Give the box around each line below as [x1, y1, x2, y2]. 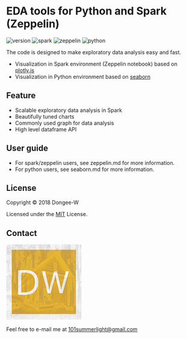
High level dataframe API [14, 125, 77, 133]
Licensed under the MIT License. [6, 211, 88, 218]
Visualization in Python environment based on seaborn [14, 73, 151, 80]
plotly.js [14, 66, 35, 73]
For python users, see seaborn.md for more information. [14, 166, 155, 173]
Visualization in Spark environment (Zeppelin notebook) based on [14, 60, 178, 67]
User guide [6, 143, 48, 154]
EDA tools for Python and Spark [6, 4, 167, 18]
